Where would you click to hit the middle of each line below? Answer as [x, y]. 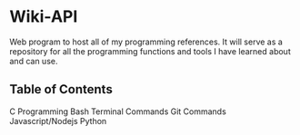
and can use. [34, 61]
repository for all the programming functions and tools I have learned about [150, 51]
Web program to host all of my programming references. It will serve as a [146, 42]
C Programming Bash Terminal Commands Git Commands [118, 111]
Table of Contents [61, 89]
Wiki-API [44, 17]
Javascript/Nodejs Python [58, 121]
